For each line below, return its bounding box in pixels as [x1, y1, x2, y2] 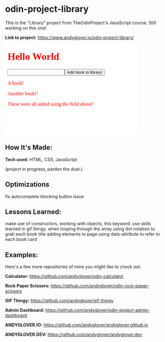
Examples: [5, 250, 38, 259]
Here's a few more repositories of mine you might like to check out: [5, 264, 141, 270]
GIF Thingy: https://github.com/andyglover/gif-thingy [5, 298, 114, 304]
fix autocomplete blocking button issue [5, 193, 84, 199]
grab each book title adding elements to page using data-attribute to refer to [5, 231, 160, 237]
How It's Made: [5, 143, 53, 152]
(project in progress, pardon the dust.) [5, 166, 83, 172]
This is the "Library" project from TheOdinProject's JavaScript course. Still [5, 20, 156, 26]
